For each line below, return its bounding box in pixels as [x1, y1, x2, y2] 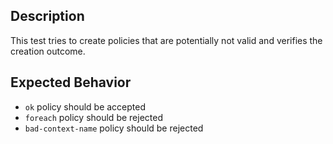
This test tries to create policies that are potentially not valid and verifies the [10, 34, 323, 46]
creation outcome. [10, 45, 86, 57]
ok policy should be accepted [24, 100, 147, 113]
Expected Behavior [10, 74, 132, 91]
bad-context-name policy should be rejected [24, 122, 204, 134]
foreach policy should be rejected [24, 111, 163, 123]
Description [10, 8, 85, 25]
